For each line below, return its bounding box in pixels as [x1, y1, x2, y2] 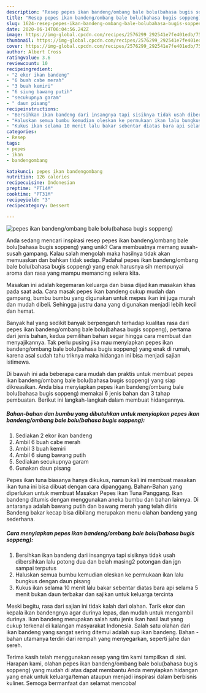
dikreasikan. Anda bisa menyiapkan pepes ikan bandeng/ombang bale [6, 383, 184, 390]
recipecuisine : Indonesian [6, 180, 75, 186]
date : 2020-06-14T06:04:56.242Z [6, 26, 89, 33]
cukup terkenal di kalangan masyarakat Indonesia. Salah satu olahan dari [6, 622, 191, 629]
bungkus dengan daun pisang [15, 578, 91, 585]
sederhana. [6, 516, 36, 523]
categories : [6, 129, 37, 135]
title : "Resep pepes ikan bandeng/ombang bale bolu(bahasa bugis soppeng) [6, 15, 202, 21]
